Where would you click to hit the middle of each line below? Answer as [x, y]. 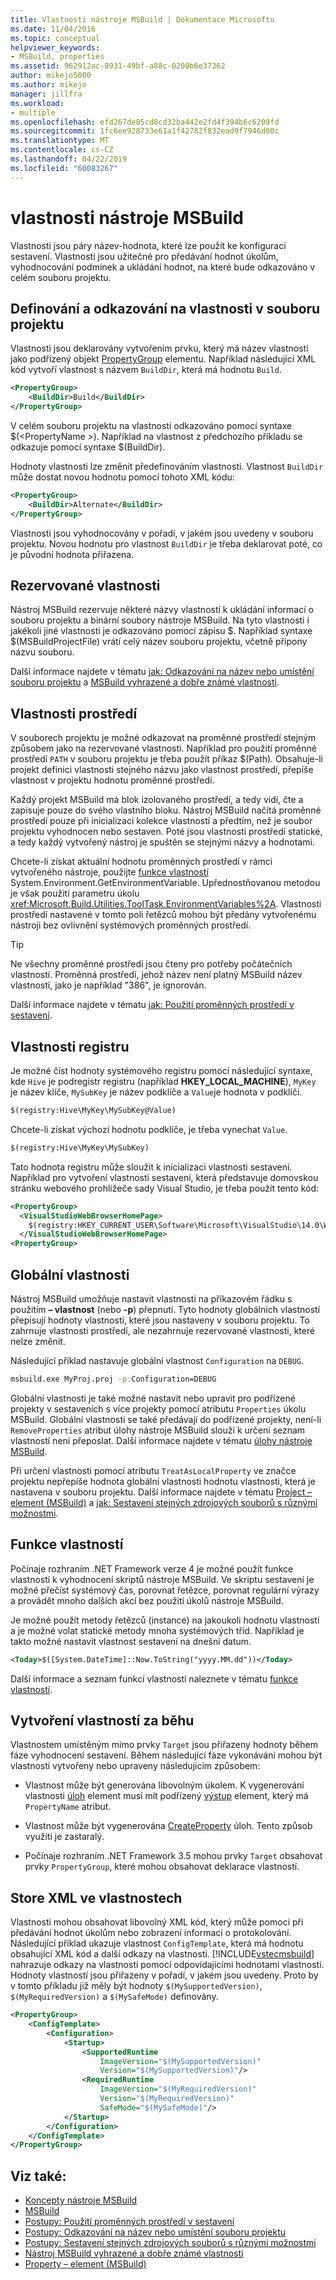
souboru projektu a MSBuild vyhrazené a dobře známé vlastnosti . [145, 682]
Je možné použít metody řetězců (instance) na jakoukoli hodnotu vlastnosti [165, 1620]
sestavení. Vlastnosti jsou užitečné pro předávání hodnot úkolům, [144, 256]
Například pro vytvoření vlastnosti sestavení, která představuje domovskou [164, 1177]
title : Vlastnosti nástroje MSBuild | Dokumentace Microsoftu [142, 19]
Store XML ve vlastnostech [96, 1897]
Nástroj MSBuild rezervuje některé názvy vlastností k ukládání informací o [162, 610]
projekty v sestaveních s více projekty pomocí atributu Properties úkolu [158, 1408]
